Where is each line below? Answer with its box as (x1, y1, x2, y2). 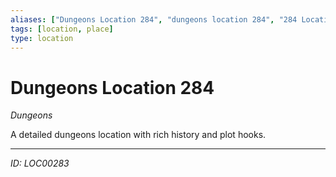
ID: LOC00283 (10, 157, 70, 170)
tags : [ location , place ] (10, 24, 114, 34)
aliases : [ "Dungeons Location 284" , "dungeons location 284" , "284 (10, 14, 298, 25)
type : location (10, 33, 74, 43)
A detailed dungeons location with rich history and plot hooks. (10, 129, 267, 141)
